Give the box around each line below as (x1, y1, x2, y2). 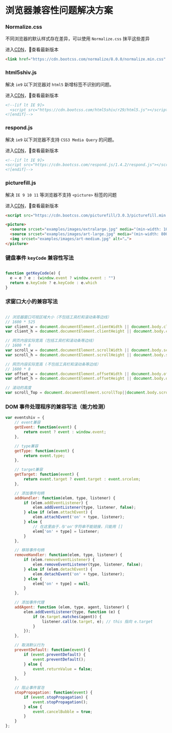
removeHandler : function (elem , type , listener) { (14, 552, 123, 557)
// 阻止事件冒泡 (14, 685, 45, 690)
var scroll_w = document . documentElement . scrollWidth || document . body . (5, 348, 164, 353)
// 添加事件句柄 (14, 491, 45, 496)
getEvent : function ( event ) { (14, 425, 77, 430)
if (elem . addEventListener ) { (24, 500, 88, 506)
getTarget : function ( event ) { (14, 472, 79, 477)
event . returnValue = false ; (32, 666, 93, 671)
